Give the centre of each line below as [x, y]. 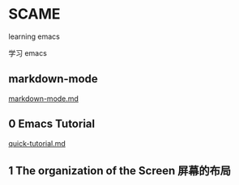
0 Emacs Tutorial [52, 124]
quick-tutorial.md [37, 143]
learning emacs [34, 36]
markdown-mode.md [44, 99]
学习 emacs [28, 53]
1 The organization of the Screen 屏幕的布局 [119, 170]
